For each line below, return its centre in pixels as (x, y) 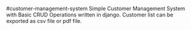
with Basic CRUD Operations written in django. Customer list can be (90, 15)
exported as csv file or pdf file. (44, 21)
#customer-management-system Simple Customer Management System (96, 9)
